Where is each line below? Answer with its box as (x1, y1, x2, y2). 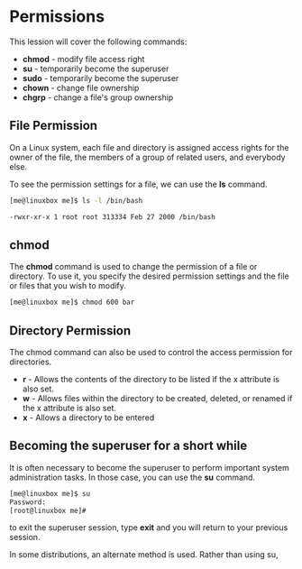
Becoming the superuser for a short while (9, 438, 248, 454)
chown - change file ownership (22, 82, 140, 93)
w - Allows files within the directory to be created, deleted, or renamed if (22, 393, 293, 403)
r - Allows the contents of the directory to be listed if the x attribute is (22, 374, 279, 384)
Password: (9, 498, 47, 507)
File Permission (9, 118, 97, 133)
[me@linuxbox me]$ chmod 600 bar (9, 298, 135, 307)
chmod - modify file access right (22, 53, 145, 64)
